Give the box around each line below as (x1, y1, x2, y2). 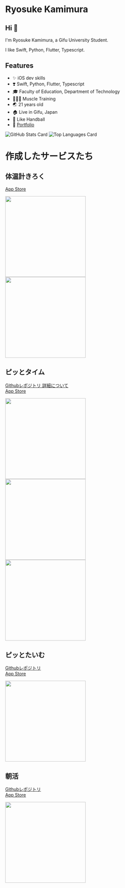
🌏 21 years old (12, 101, 44, 107)
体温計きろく (5, 172, 45, 181)
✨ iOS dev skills (12, 75, 46, 81)
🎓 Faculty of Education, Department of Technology (12, 88, 120, 94)
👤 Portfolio (12, 121, 35, 127)
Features (5, 62, 34, 70)
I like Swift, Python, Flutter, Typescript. (5, 47, 85, 53)
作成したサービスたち (5, 151, 94, 162)
